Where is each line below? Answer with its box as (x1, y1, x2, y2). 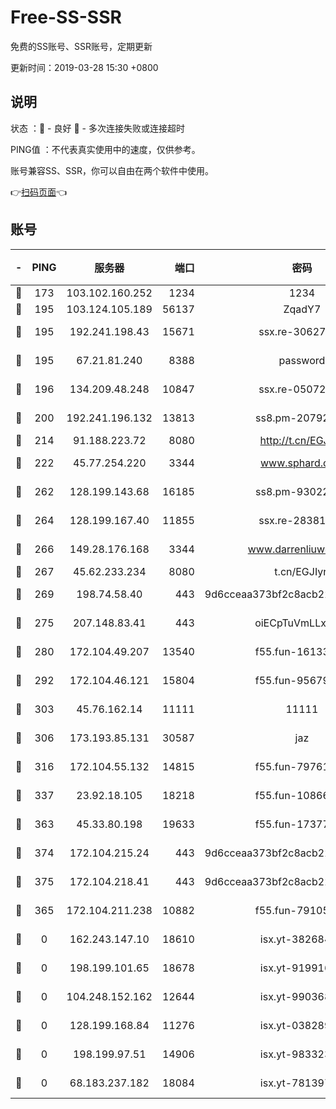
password (278, 353, 326, 367)
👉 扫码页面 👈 (10, 186, 68, 198)
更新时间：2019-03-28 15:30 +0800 (10, 61, 159, 73)
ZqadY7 (283, 302, 322, 316)
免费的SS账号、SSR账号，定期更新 (10, 40, 153, 52)
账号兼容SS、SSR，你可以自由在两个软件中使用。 (10, 164, 214, 176)
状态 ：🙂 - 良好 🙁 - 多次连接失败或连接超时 (10, 122, 185, 134)
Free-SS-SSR (10, 6, 122, 29)
